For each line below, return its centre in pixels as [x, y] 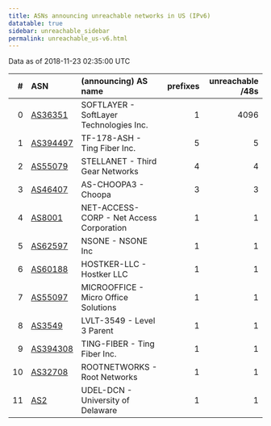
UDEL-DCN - [107, 390]
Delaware [99, 411]
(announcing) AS [115, 81]
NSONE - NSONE [114, 241]
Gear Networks [110, 172]
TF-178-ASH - [111, 138]
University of [106, 400]
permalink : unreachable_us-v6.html [68, 38]
